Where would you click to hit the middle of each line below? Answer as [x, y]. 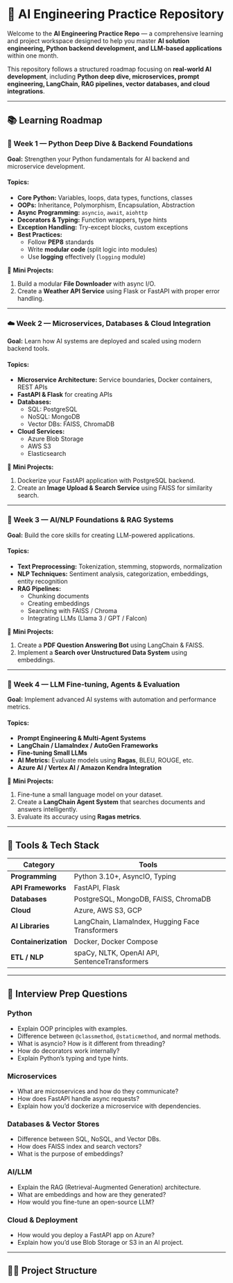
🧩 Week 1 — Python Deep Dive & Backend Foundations [100, 144]
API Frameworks [38, 888]
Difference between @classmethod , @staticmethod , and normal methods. [119, 1036]
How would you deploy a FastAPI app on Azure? [86, 1235]
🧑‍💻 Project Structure [52, 1271]
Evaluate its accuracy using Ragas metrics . [79, 817]
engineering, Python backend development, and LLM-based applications [115, 48]
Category [39, 865]
